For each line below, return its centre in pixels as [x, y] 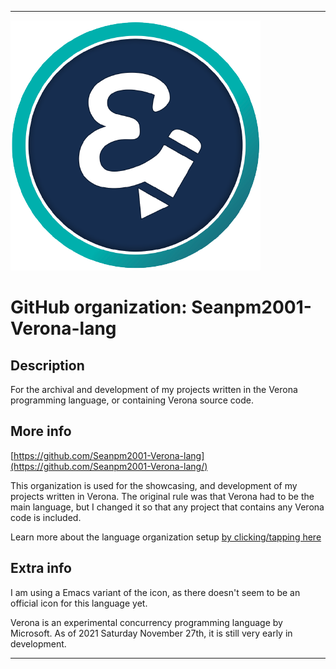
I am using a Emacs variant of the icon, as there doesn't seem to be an [155, 592]
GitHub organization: [99, 307]
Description [47, 365]
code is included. [46, 517]
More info [41, 431]
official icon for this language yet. [79, 603]
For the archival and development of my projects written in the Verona [154, 389]
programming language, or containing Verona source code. [132, 400]
